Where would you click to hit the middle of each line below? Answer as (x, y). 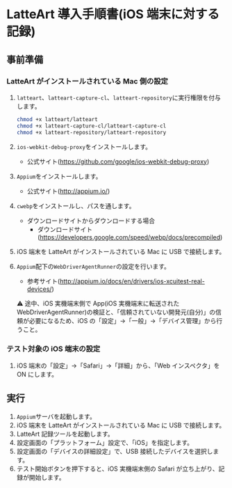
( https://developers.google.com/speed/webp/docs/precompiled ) (130, 237)
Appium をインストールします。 (59, 176)
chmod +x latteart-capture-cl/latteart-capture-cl (91, 126)
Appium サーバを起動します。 (56, 416)
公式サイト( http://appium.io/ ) (68, 191)
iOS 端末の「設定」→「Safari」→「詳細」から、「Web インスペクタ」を (118, 365)
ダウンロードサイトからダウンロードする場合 (91, 221)
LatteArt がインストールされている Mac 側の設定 (87, 81)
